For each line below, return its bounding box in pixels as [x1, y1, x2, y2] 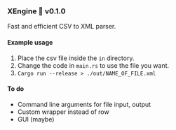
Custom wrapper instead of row [17, 108, 110, 116]
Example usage [7, 38, 53, 46]
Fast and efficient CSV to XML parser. [7, 22, 116, 31]
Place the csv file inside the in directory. [17, 54, 135, 62]
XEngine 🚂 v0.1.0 [7, 6, 66, 16]
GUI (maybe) [17, 115, 55, 123]
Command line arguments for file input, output [17, 100, 151, 108]
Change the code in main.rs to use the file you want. [17, 61, 170, 69]
